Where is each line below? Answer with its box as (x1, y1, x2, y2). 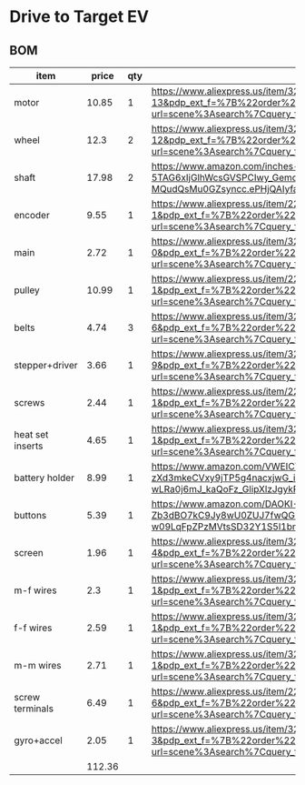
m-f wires (14, 584, 57, 597)
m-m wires (14, 659, 62, 671)
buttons (14, 509, 47, 521)
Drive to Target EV (9, 6, 150, 27)
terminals (14, 702, 54, 715)
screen (14, 547, 44, 559)
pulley (14, 284, 41, 297)
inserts (14, 439, 44, 452)
